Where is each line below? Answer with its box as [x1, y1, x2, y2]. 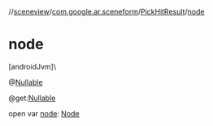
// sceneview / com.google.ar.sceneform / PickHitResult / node [8, 7, 205, 16]
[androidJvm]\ [8, 61, 57, 71]
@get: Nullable [8, 93, 56, 103]
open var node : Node [8, 108, 80, 118]
